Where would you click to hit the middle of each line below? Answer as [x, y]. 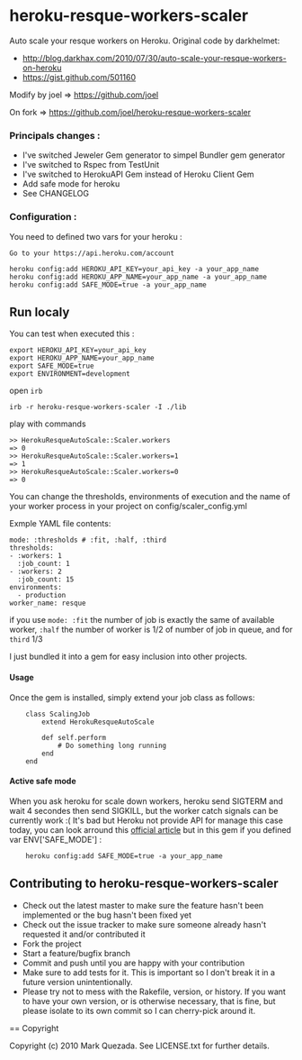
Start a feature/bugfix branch [76, 953]
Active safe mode [43, 781]
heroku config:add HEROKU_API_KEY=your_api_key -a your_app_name [134, 269]
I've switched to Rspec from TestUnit [91, 165]
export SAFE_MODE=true [52, 366]
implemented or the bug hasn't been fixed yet [107, 915]
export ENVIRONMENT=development [70, 374]
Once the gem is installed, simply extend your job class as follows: [132, 697]
